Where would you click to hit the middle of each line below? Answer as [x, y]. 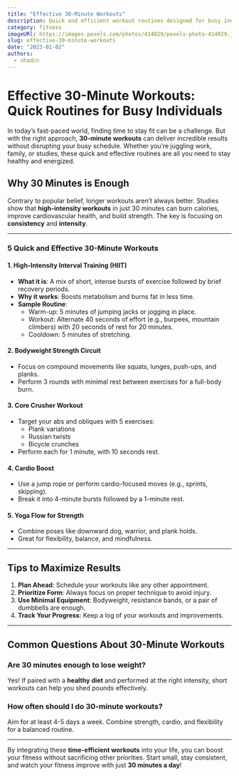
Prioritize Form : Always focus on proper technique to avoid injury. [115, 593]
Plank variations [52, 429]
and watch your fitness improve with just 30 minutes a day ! [95, 765]
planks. [28, 374]
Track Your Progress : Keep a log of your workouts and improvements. [121, 616]
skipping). [32, 491]
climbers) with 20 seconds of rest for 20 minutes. [101, 327]
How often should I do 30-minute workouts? [85, 706]
